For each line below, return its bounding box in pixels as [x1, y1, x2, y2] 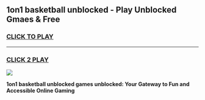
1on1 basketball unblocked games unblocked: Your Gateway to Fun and [6, 80, 190, 87]
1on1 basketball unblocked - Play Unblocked [6, 5, 177, 15]
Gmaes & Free [6, 15, 60, 25]
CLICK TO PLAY [6, 33, 54, 41]
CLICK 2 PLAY [6, 55, 49, 64]
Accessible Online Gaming [6, 87, 75, 94]
